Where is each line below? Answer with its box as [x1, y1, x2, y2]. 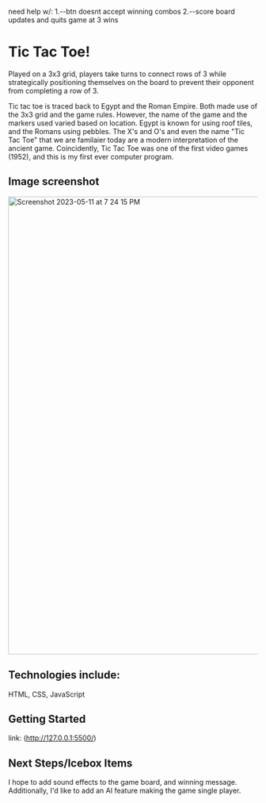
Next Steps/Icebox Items [8, 756, 133, 770]
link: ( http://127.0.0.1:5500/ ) [8, 733, 97, 743]
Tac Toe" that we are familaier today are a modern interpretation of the [8, 135, 239, 144]
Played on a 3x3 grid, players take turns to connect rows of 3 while [8, 69, 227, 79]
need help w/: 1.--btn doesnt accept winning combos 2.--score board [8, 7, 235, 16]
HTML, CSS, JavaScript [8, 690, 85, 699]
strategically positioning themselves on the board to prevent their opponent [8, 77, 255, 86]
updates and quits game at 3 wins [8, 15, 119, 25]
